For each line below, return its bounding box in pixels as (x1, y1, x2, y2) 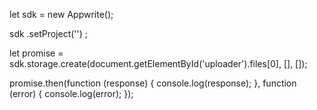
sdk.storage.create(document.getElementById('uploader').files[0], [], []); (9, 58, 308, 69)
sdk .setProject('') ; (9, 28, 89, 39)
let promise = (9, 47, 64, 59)
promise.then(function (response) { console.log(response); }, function (9, 77, 297, 89)
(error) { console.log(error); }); (9, 88, 134, 99)
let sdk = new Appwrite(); (9, 9, 114, 20)
